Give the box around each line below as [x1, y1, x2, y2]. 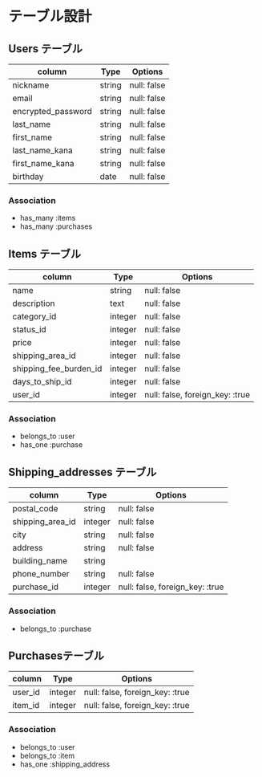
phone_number [12, 568, 70, 580]
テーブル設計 [8, 7, 92, 26]
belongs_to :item [19, 751, 75, 760]
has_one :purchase [19, 440, 83, 450]
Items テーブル [8, 246, 82, 261]
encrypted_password [12, 106, 92, 116]
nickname [12, 79, 50, 91]
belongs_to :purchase [19, 624, 92, 633]
